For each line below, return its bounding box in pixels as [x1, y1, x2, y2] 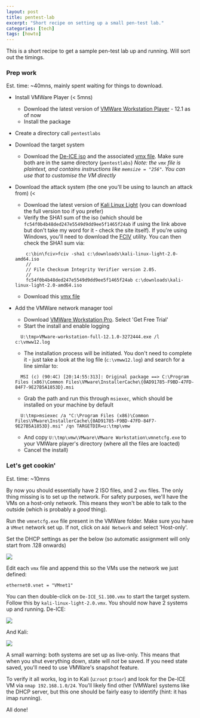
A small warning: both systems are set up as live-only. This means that [6, 651, 180, 658]
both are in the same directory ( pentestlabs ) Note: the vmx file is [23, 159, 181, 166]
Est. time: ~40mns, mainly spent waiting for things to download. [6, 82, 163, 90]
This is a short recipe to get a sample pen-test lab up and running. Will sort [6, 47, 190, 54]
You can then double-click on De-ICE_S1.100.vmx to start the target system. [6, 592, 190, 600]
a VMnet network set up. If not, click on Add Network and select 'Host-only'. [6, 524, 188, 531]
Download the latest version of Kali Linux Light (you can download [23, 201, 187, 209]
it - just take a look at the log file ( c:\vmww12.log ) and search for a [23, 356, 185, 363]
